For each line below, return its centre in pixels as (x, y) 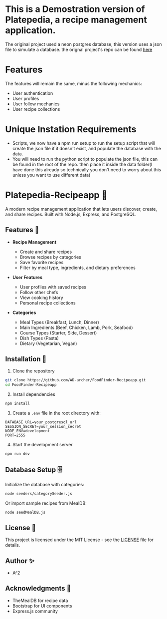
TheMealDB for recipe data (40, 601)
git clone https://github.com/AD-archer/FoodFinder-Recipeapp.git (76, 380)
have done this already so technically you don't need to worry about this (86, 169)
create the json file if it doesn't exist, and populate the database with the (86, 148)
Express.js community (35, 611)
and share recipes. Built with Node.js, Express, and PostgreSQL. (71, 214)
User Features (27, 277)
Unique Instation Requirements (71, 130)
